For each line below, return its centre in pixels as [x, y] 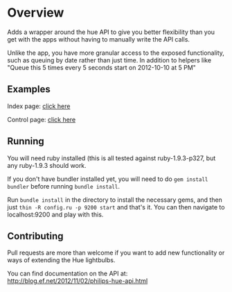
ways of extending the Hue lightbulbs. [61, 260]
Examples [29, 89]
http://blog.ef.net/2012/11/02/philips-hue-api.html [78, 281]
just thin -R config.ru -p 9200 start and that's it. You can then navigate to [116, 207]
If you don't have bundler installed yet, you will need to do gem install [108, 179]
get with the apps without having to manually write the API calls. [99, 39]
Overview [36, 13]
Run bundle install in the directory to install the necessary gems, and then [115, 200]
